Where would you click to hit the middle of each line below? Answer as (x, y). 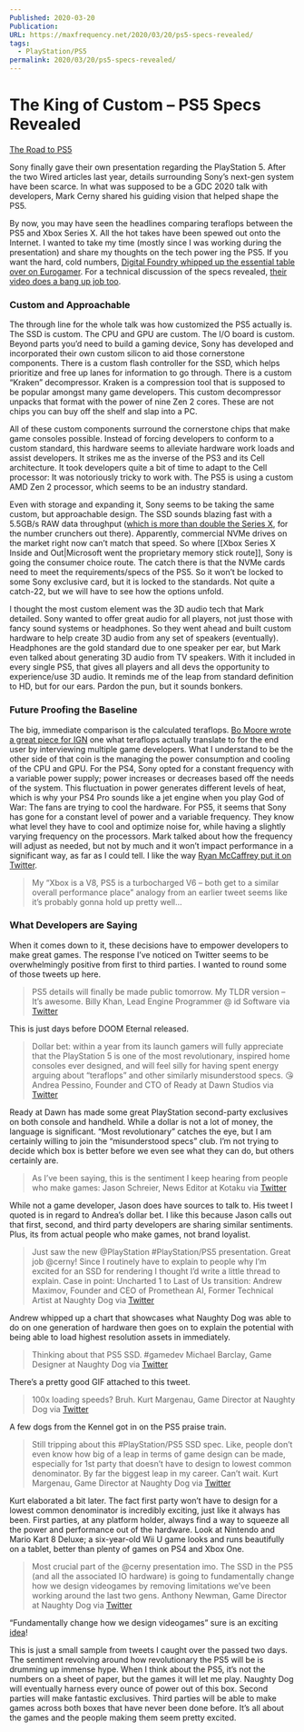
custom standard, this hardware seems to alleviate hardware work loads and (152, 448)
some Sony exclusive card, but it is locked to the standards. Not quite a (142, 582)
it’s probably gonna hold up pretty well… (107, 901)
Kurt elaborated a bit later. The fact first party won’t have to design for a (144, 1500)
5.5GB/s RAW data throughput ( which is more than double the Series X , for (149, 524)
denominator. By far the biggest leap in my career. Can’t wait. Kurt (155, 1473)
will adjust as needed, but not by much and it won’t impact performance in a (152, 845)
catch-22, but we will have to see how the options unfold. (117, 592)
